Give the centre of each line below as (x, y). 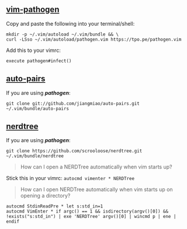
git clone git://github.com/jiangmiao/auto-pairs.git (73, 103)
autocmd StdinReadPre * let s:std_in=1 (55, 206)
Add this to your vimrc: (34, 50)
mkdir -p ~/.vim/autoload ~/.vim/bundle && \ (62, 34)
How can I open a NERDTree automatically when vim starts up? (96, 167)
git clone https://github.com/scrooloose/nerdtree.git (74, 151)
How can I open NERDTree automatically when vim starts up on (97, 189)
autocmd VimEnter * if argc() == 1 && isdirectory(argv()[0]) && (87, 212)
